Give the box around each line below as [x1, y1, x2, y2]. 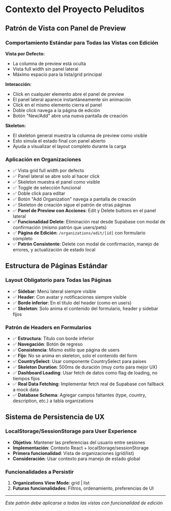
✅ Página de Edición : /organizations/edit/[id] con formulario [12, 230, 146, 236]
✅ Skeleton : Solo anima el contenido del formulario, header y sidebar [12, 305, 159, 311]
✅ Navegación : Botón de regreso [12, 341, 83, 347]
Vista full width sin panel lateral [12, 66, 78, 72]
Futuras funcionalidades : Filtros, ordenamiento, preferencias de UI [12, 485, 154, 492]
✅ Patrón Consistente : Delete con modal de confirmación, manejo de [12, 241, 159, 247]
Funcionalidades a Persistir [5, 468, 74, 475]
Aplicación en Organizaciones [5, 156, 81, 163]
